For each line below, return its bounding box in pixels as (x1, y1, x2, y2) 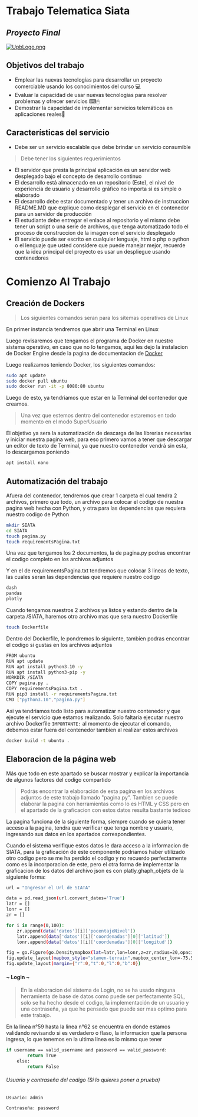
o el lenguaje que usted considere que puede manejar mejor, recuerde (14, 241, 186, 249)
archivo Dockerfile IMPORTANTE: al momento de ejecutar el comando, (6, 720, 171, 727)
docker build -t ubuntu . (6, 737, 70, 743)
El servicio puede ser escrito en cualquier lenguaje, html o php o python (14, 235, 190, 242)
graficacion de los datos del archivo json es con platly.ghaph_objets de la (6, 867, 184, 874)
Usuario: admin (6, 1095, 44, 1100)
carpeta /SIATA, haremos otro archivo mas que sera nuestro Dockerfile (6, 613, 178, 620)
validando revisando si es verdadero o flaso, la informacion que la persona (6, 1029, 187, 1037)
